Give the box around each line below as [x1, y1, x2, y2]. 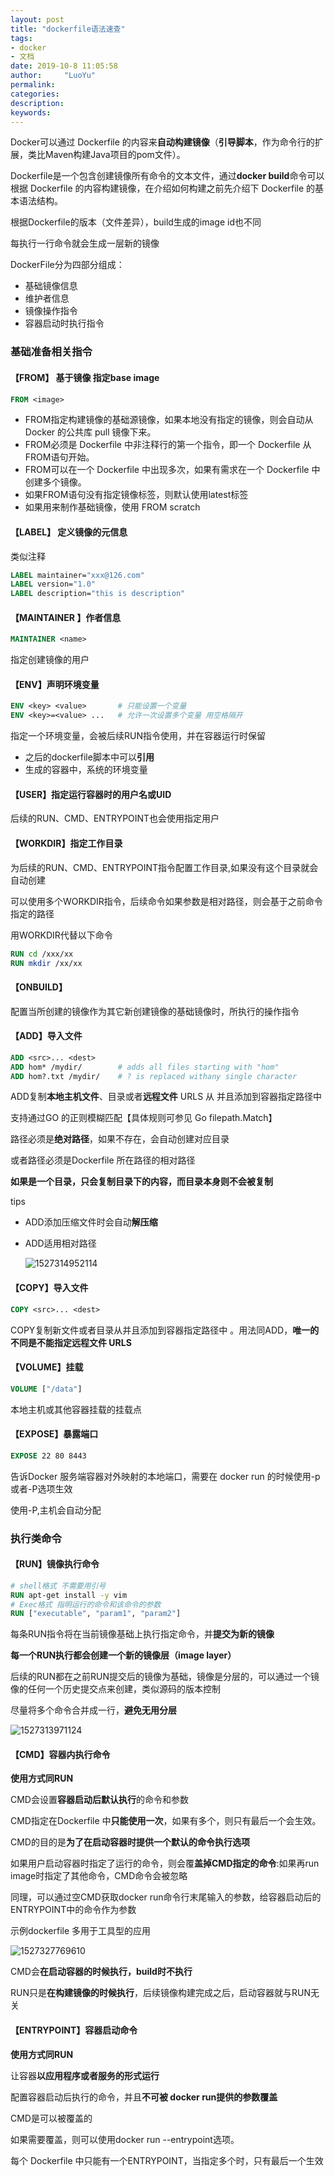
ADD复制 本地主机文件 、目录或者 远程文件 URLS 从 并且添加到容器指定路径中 [10, 1091, 323, 1103]
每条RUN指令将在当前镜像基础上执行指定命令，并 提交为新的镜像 [10, 1628, 275, 1640]
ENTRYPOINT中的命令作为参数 [10, 1904, 137, 1916]
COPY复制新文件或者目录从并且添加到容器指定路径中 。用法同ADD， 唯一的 [10, 1324, 320, 1336]
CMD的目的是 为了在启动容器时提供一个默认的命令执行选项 [10, 1836, 250, 1848]
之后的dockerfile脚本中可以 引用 [24, 751, 155, 763]
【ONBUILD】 [10, 981, 68, 993]
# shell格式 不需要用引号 [10, 1581, 107, 1591]
